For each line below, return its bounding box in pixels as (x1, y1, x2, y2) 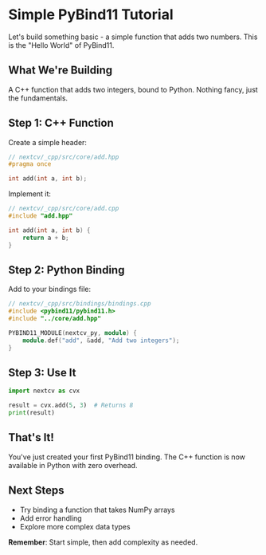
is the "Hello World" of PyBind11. (8, 40, 115, 49)
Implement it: (8, 189, 52, 199)
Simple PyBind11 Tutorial (8, 6, 174, 24)
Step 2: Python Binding (8, 263, 125, 277)
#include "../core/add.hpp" (8, 315, 102, 323)
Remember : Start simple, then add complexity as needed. (8, 537, 198, 547)
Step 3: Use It (8, 366, 77, 380)
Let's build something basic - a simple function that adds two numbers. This (8, 32, 258, 41)
